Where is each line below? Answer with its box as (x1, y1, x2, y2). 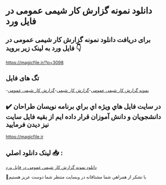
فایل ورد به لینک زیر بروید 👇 (5, 44, 81, 52)
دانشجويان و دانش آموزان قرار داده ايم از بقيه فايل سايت (5, 113, 161, 121)
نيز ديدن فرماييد (5, 120, 49, 129)
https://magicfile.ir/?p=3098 (5, 60, 64, 65)
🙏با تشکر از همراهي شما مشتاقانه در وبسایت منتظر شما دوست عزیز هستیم (5, 174, 146, 180)
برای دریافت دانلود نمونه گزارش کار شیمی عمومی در (5, 35, 151, 44)
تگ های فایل (5, 74, 39, 82)
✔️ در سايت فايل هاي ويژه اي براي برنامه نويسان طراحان (5, 102, 161, 111)
